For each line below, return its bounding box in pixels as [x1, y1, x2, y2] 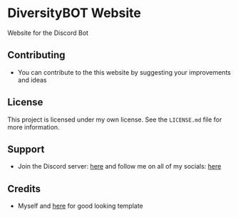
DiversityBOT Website [7, 5, 141, 21]
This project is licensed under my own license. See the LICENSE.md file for [7, 115, 222, 124]
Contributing [7, 49, 66, 61]
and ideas [17, 75, 47, 84]
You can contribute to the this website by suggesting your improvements [17, 68, 232, 76]
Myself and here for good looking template [17, 201, 144, 211]
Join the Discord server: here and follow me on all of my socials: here [17, 162, 222, 171]
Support [7, 143, 45, 155]
